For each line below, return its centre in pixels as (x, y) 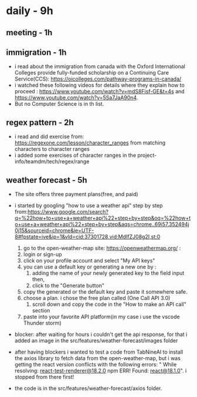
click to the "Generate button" (68, 285)
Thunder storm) (42, 323)
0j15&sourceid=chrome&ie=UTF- (54, 231)
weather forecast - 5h (47, 180)
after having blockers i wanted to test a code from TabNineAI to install (99, 352)
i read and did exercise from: (49, 137)
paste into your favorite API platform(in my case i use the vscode (101, 317)
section (41, 311)
